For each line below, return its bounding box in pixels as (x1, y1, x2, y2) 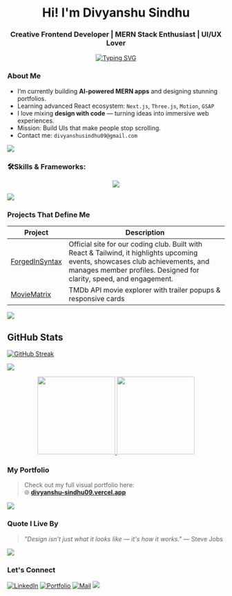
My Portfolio (7, 465, 50, 475)
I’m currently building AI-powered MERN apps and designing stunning (17, 87, 218, 95)
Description (125, 228, 165, 237)
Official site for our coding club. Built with (68, 240, 202, 249)
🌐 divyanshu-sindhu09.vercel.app (23, 488, 126, 496)
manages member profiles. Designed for (68, 265, 200, 275)
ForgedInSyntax (10, 257, 62, 267)
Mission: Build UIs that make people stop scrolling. (17, 123, 161, 132)
